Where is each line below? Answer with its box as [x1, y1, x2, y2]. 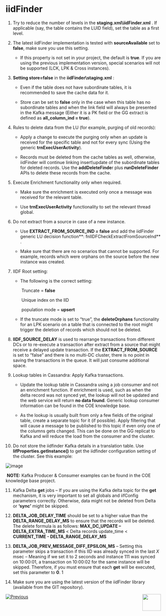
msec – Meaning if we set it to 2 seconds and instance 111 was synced [12, 553, 156, 559]
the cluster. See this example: [12, 453, 73, 459]
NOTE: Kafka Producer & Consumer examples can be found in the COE [6, 472, 151, 478]
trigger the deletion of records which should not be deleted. [20, 327, 142, 332]
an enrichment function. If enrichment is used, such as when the [20, 387, 151, 393]
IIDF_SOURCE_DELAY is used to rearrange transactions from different [12, 336, 155, 342]
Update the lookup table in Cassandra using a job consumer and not [20, 381, 159, 387]
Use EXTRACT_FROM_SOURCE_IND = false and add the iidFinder [20, 228, 154, 234]
